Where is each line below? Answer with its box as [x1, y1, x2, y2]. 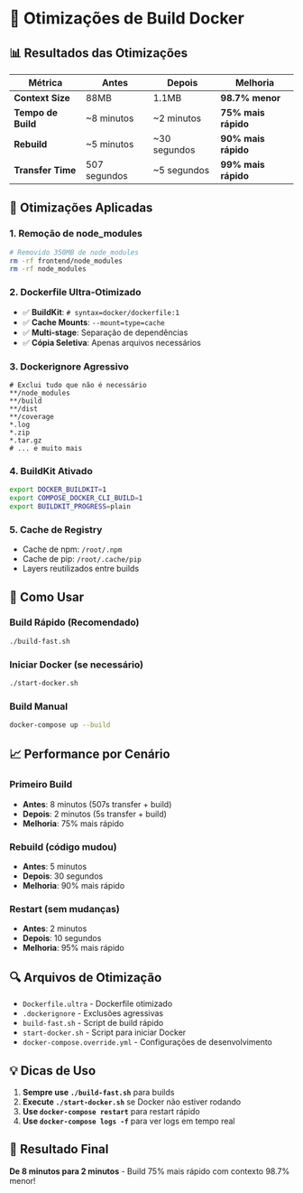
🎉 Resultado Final [9, 1142, 109, 1157]
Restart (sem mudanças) [9, 902, 120, 915]
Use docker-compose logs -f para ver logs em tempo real [22, 1115, 236, 1126]
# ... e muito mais [9, 443, 83, 452]
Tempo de [14, 107, 59, 118]
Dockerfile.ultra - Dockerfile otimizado [22, 998, 173, 1010]
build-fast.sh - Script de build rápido [22, 1018, 164, 1029]
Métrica [28, 77, 63, 89]
